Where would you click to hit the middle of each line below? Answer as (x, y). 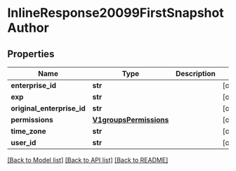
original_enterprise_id (48, 108)
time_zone (29, 131)
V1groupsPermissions (131, 120)
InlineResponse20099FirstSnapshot (116, 13)
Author (28, 28)
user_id (24, 142)
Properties (31, 54)
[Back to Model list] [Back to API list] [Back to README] (88, 160)
